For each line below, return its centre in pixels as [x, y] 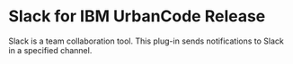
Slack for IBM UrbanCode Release [137, 16]
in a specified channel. [50, 50]
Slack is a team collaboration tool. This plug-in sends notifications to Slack [146, 41]
